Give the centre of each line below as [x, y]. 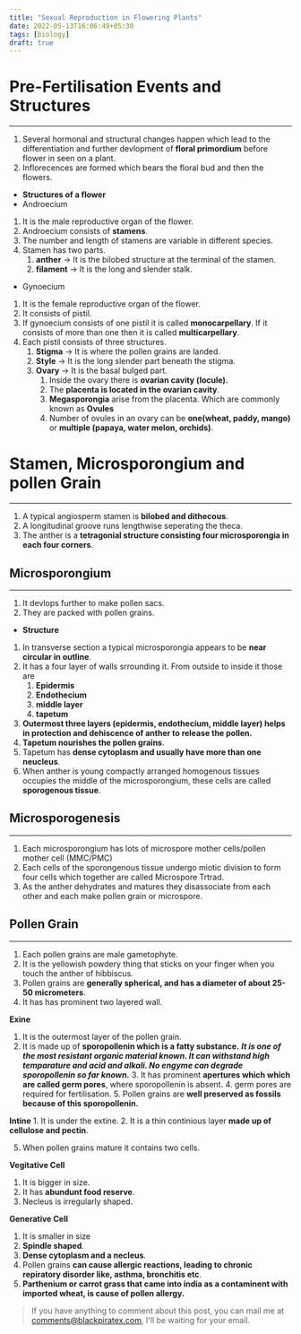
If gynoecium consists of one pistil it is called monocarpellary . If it [145, 323]
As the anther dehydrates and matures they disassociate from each [146, 886]
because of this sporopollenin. [80, 1103]
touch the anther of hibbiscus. [78, 973]
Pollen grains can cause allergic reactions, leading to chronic [138, 1264]
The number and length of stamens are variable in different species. [147, 241]
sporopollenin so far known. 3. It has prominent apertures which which [156, 1074]
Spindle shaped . [53, 1245]
